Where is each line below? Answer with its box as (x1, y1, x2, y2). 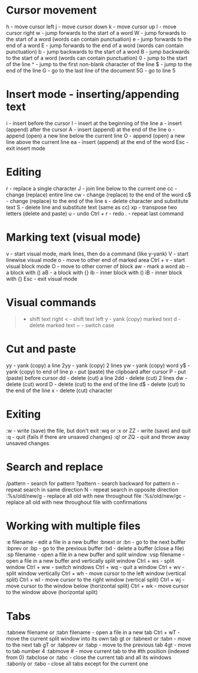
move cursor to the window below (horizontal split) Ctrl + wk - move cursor (6, 582, 189, 590)
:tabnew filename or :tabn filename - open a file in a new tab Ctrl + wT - (6, 629, 180, 636)
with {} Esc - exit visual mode (6, 275, 78, 282)
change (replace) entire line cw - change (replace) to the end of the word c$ (6, 191, 192, 198)
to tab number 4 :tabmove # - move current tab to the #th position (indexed (6, 648, 189, 655)
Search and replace (6, 460, 103, 474)
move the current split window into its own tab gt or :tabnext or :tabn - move (6, 635, 192, 642)
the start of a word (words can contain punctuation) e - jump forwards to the (6, 35, 192, 42)
